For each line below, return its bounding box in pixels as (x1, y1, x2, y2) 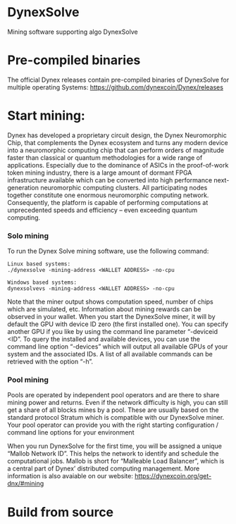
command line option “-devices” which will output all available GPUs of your (7, 342, 228, 351)
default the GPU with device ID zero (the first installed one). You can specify (7, 320, 229, 328)
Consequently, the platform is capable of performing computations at (7, 198, 209, 206)
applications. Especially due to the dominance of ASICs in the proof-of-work (7, 161, 229, 169)
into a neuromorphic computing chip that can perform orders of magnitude (7, 146, 224, 154)
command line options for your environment (7, 428, 135, 437)
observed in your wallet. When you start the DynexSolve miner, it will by (7, 313, 216, 321)
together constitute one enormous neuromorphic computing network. (7, 191, 209, 199)
